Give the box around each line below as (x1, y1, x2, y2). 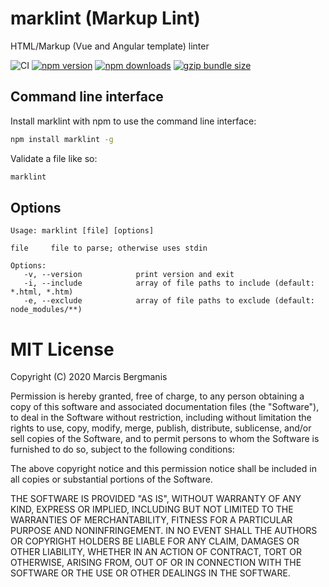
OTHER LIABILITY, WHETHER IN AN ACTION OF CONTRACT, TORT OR (10, 546, 302, 558)
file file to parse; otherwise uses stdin (10, 243, 208, 254)
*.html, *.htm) (10, 287, 74, 297)
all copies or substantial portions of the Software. (10, 473, 213, 486)
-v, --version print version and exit (23, 270, 235, 280)
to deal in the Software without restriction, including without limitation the (10, 412, 312, 424)
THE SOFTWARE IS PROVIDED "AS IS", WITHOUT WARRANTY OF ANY (10, 493, 302, 505)
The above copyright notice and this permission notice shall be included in (10, 463, 317, 475)
